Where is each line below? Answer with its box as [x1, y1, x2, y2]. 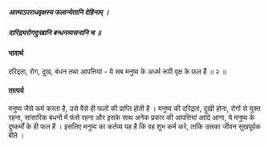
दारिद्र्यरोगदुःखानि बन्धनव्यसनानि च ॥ [8, 27, 101, 37]
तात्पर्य [8, 85, 24, 95]
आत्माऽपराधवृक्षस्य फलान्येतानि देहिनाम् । [8, 7, 110, 17]
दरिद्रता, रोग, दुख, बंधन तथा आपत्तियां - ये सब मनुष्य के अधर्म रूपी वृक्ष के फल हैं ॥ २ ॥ [8, 66, 226, 76]
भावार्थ [8, 49, 24, 58]
